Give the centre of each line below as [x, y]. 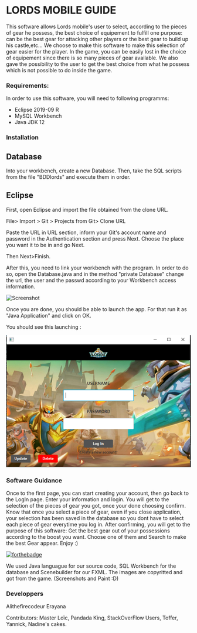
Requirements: [28, 85]
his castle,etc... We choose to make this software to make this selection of [96, 45]
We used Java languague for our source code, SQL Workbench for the [91, 566]
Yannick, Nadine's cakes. [37, 624]
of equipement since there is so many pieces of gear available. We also [92, 58]
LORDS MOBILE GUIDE [61, 10]
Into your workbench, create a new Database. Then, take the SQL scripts [94, 171]
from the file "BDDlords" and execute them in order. [68, 176]
